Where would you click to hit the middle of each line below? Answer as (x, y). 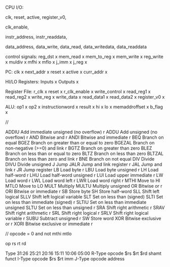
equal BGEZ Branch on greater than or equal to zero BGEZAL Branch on (80, 143)
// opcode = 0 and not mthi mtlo (39, 234)
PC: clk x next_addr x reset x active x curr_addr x (56, 72)
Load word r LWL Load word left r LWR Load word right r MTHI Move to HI (83, 181)
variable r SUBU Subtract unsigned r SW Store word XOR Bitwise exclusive (83, 218)
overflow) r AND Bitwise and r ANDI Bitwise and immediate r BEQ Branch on (84, 137)
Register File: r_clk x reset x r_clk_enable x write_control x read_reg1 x (78, 92)
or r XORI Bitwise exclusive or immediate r (49, 224)
